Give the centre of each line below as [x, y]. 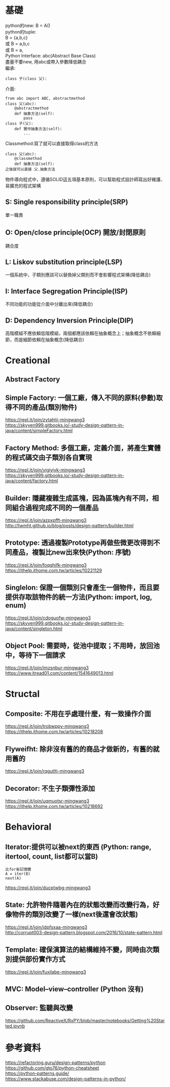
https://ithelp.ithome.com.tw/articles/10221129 [54, 570]
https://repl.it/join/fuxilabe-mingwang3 [46, 972]
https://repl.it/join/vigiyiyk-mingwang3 [45, 470]
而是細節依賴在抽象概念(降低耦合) [49, 340]
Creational [28, 360]
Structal [23, 694]
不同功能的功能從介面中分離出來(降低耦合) [49, 304]
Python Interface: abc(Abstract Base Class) [50, 55]
